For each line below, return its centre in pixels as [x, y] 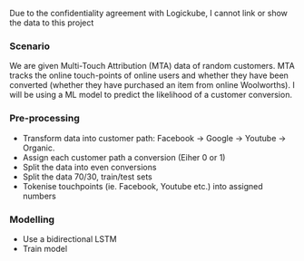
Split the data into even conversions [89, 167]
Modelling [32, 219]
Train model [45, 248]
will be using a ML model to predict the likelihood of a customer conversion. [151, 95]
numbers [39, 196]
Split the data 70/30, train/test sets [87, 177]
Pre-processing [44, 119]
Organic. [39, 148]
